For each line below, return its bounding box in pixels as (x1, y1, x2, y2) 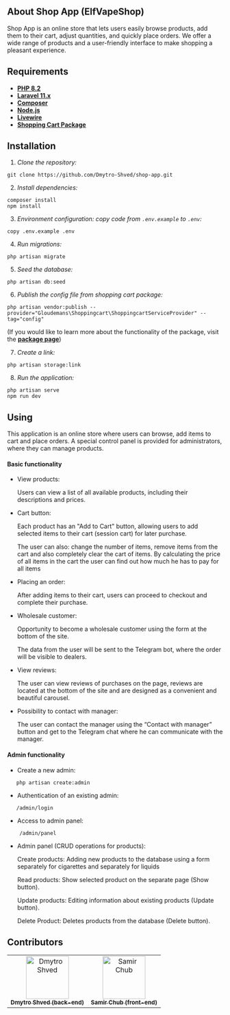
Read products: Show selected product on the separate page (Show (16, 875, 209, 884)
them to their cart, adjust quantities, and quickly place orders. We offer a (7, 32, 212, 40)
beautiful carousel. (16, 694, 71, 702)
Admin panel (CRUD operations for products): (16, 842, 146, 850)
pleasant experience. (7, 46, 66, 54)
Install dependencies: (16, 184, 78, 192)
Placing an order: (16, 578, 66, 586)
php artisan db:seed (7, 279, 66, 286)
